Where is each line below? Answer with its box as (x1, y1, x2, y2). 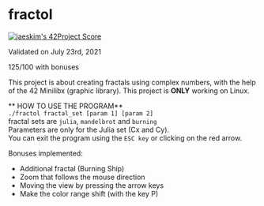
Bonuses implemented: (8, 148, 83, 158)
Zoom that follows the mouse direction (19, 172, 145, 182)
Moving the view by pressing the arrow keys (19, 180, 164, 190)
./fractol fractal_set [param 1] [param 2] (8, 109, 154, 118)
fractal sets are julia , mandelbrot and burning (8, 116, 157, 125)
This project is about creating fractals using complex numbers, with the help (8, 77, 257, 87)
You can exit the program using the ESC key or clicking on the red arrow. (8, 133, 243, 143)
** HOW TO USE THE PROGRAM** (8, 101, 124, 110)
